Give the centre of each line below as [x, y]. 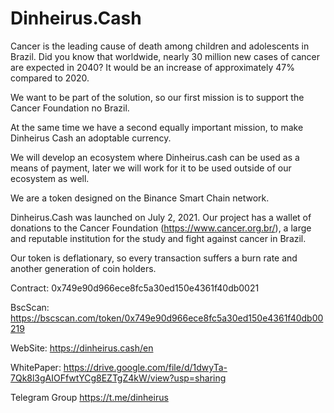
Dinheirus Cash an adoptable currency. [91, 138]
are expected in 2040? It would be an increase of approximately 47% [153, 67]
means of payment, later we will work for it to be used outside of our [151, 168]
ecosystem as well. [50, 178]
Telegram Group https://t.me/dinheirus [89, 397]
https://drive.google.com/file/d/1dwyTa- [145, 367]
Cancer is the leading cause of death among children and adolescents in [160, 46]
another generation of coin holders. [83, 268]
